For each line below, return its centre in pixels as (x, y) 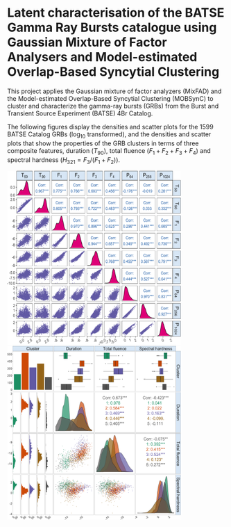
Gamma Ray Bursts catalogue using (112, 27)
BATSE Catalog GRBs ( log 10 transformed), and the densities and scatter (109, 135)
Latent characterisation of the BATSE (116, 13)
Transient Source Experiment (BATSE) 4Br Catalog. (80, 113)
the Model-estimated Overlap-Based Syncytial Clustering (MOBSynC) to (110, 98)
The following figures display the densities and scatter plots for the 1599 (110, 127)
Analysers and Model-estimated (102, 57)
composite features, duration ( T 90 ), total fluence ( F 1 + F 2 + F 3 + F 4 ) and (109, 151)
